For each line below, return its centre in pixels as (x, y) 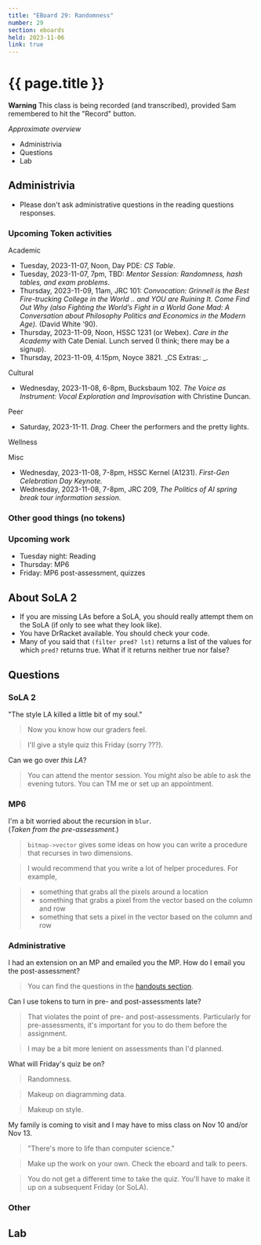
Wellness (23, 442)
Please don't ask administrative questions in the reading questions (127, 204)
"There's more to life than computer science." (101, 1148)
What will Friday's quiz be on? (56, 1064)
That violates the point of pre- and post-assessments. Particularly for (139, 1017)
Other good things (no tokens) (67, 518)
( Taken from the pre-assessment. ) (63, 830)
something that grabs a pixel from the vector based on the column (146, 901)
